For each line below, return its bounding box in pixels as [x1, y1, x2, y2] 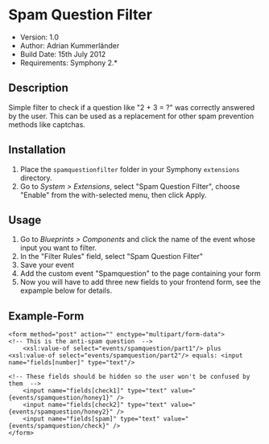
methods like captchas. [8, 119, 86, 129]
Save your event [19, 260, 75, 270]
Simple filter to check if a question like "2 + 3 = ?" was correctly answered [8, 102, 255, 112]
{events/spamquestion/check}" [8, 422, 110, 430]
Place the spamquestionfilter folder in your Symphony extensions [19, 164, 240, 174]
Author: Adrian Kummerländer [19, 40, 120, 50]
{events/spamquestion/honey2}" [8, 408, 114, 416]
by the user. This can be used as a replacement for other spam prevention [8, 111, 255, 121]
